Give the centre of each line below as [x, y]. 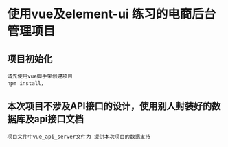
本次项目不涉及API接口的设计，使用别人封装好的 [110, 106]
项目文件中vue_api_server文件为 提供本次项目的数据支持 [79, 137]
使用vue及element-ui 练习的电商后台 [112, 14]
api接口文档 [59, 119]
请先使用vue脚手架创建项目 [40, 76]
